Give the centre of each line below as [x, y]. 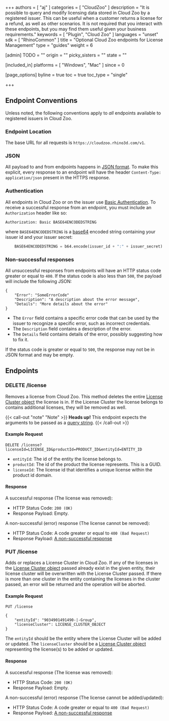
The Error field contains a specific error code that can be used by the [86, 318]
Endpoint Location [29, 131]
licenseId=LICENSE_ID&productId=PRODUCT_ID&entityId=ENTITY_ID [74, 449]
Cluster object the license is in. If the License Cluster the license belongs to [84, 402]
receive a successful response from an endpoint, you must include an [78, 207]
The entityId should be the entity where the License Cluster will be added [83, 639]
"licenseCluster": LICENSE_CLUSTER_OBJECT [60, 625]
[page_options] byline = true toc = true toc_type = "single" [66, 75]
